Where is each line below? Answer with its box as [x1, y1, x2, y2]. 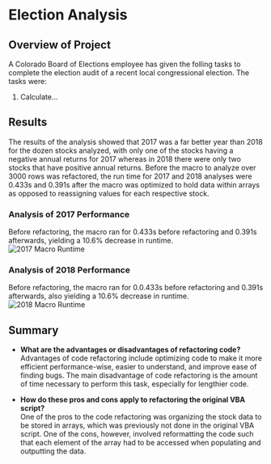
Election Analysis [8, 6, 128, 24]
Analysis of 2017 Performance [8, 209, 130, 220]
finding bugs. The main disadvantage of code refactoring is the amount [19, 370, 258, 381]
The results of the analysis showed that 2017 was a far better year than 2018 [8, 137, 263, 146]
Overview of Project [8, 38, 112, 52]
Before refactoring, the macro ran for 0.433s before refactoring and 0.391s [8, 227, 257, 237]
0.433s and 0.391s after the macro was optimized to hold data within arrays [8, 179, 260, 189]
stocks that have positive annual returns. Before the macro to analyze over [8, 162, 256, 172]
